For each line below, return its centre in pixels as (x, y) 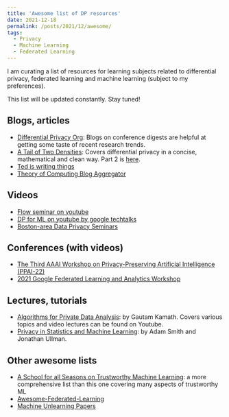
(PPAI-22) (31, 272)
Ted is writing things (46, 166)
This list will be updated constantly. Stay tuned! (74, 99)
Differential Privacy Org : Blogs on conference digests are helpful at (111, 137)
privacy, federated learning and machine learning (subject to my (98, 78)
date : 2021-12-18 (32, 20)
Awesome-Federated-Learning (60, 398)
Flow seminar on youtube (53, 212)
